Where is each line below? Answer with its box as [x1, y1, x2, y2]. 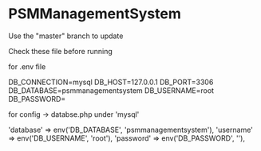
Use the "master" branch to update [8, 31, 124, 41]
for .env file [8, 61, 46, 72]
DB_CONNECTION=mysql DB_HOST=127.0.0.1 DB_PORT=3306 [8, 77, 214, 87]
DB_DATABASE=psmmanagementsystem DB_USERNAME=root [8, 85, 214, 95]
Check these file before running [8, 46, 113, 56]
